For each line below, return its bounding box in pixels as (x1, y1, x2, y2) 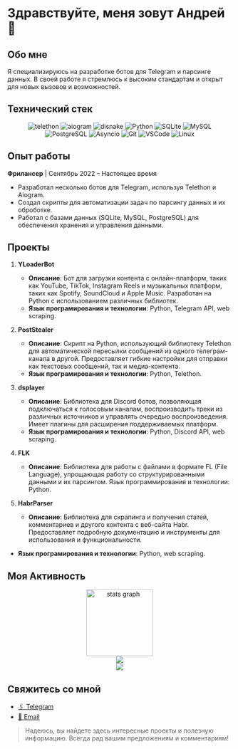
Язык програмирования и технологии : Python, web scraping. (17, 550, 206, 558)
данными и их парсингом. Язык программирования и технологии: (28, 478, 230, 486)
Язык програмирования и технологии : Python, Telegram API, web (28, 304, 230, 313)
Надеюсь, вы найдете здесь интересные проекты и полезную (24, 726, 214, 735)
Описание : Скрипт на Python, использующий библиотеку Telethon (28, 340, 232, 348)
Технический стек (7, 103, 93, 115)
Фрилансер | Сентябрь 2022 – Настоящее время (7, 169, 157, 177)
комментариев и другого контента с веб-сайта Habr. (28, 520, 190, 529)
